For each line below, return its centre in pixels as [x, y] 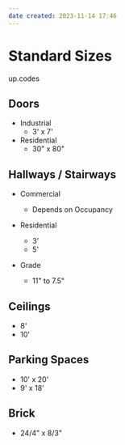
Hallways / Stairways [62, 174]
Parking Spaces [49, 360]
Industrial [35, 123]
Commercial [40, 194]
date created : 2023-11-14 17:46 [62, 16]
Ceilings [29, 306]
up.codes [24, 78]
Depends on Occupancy [72, 210]
